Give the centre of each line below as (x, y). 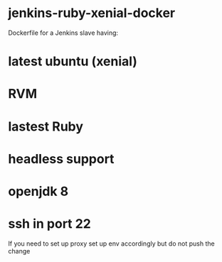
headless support (61, 159)
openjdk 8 (38, 191)
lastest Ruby (46, 126)
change (19, 251)
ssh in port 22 (50, 224)
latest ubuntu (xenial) (73, 61)
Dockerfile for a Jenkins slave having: (63, 33)
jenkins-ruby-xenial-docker (92, 13)
